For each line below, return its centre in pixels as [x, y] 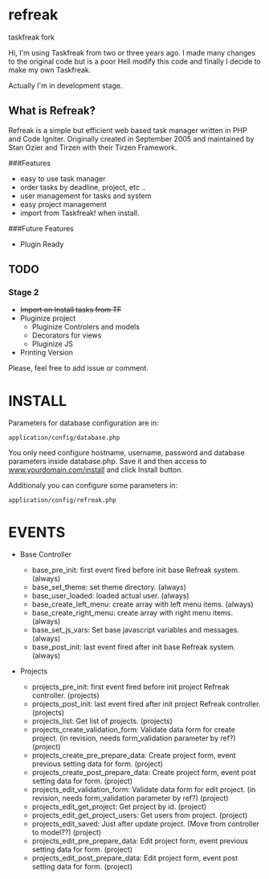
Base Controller [46, 554]
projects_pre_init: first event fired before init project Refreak [131, 687]
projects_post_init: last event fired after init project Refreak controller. [146, 704]
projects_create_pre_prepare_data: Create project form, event [134, 756]
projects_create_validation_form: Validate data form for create [133, 730]
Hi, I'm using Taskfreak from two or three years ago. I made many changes [132, 52]
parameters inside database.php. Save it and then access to [108, 462]
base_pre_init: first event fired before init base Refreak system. [136, 570]
